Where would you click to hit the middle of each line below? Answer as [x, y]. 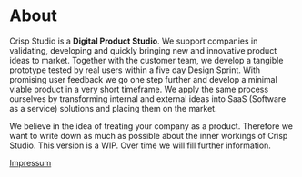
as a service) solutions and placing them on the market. [113, 108]
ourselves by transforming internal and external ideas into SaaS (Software [148, 98]
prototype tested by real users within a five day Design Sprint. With [135, 70]
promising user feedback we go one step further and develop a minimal [143, 79]
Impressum [30, 162]
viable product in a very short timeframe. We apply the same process [139, 89]
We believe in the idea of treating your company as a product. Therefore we [151, 126]
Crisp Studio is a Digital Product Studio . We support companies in [134, 41]
